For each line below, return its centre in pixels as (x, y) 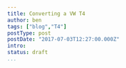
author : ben (24, 20)
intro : (17, 46)
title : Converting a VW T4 (46, 14)
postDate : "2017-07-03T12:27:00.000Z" (63, 40)
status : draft (28, 53)
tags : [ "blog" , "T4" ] (37, 26)
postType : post (29, 33)
